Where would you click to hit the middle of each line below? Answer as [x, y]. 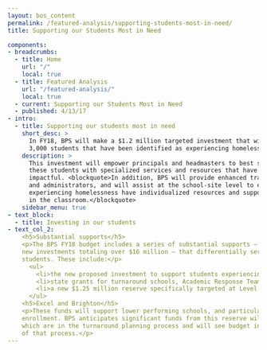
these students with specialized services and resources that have [143, 171]
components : [27, 45]
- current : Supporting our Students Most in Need [98, 104]
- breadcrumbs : [33, 52]
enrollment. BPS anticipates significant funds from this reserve [134, 318]
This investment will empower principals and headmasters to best [141, 163]
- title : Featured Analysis [61, 82]
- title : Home [38, 60]
